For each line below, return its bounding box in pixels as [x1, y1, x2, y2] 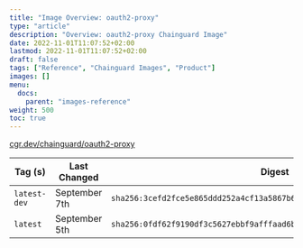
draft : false [9, 55, 59, 64]
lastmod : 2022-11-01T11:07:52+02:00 [9, 47, 147, 56]
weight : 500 [9, 106, 54, 115]
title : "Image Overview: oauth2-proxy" [9, 13, 160, 23]
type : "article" [9, 22, 70, 31]
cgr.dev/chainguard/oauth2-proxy [9, 139, 135, 150]
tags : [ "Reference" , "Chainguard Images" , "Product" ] [9, 64, 216, 73]
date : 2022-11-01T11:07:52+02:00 [9, 38, 135, 48]
